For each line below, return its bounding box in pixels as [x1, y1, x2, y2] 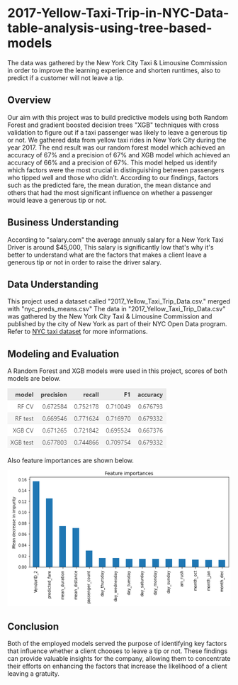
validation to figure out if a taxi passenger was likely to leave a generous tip [7, 128, 228, 136]
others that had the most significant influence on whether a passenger [7, 188, 213, 196]
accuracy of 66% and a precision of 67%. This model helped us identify [7, 158, 217, 167]
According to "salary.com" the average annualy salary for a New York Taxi [7, 235, 225, 244]
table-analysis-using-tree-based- [7, 20, 212, 36]
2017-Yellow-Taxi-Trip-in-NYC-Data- [7, 5, 229, 21]
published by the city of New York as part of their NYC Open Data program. [7, 320, 227, 328]
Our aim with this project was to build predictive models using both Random [7, 113, 228, 121]
